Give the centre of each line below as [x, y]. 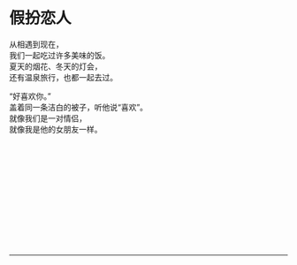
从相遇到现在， [36, 44]
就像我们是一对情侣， [48, 118]
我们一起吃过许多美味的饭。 [60, 55]
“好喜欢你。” [30, 96]
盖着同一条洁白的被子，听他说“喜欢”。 [79, 107]
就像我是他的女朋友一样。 [56, 129]
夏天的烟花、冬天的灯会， [56, 66]
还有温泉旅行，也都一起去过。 [63, 77]
